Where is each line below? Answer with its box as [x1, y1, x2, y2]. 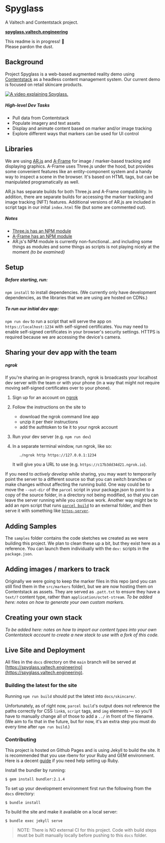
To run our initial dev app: [5, 306, 59, 312]
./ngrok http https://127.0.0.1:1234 [19, 453, 97, 458]
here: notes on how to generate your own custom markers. [5, 599, 125, 605]
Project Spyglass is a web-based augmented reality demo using [5, 71, 134, 77]
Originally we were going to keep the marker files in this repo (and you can [5, 578, 157, 584]
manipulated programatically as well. [5, 179, 80, 185]
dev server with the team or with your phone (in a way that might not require [5, 380, 160, 386]
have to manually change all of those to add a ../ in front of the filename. [5, 713, 154, 719]
